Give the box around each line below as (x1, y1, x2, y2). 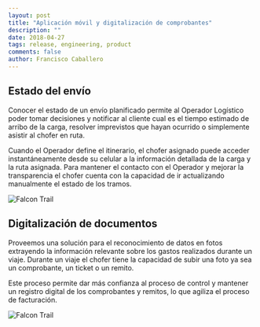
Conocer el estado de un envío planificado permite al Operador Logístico (8, 105, 244, 115)
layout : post (8, 11, 51, 20)
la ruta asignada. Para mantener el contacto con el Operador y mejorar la (8, 162, 244, 171)
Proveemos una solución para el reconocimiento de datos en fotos (8, 237, 223, 248)
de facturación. (8, 295, 57, 304)
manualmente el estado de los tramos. (8, 178, 132, 189)
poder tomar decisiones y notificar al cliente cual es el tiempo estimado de (8, 113, 250, 123)
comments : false (8, 48, 61, 56)
